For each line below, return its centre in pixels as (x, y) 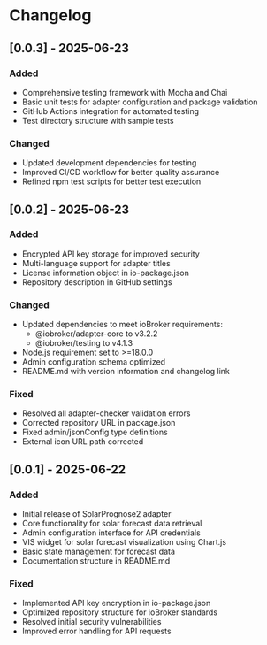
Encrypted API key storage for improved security (111, 254)
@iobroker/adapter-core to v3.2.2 (96, 334)
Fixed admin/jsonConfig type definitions (95, 432)
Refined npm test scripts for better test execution (111, 181)
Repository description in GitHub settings (97, 282)
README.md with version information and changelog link (126, 372)
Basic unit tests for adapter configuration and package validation (140, 102)
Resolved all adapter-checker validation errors (106, 413)
